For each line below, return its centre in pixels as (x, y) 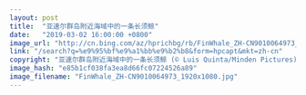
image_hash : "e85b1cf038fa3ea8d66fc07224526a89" (103, 69)
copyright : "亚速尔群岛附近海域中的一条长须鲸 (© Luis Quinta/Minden (133, 60)
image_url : (30, 43)
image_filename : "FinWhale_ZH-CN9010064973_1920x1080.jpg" (124, 77)
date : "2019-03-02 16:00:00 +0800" (81, 34)
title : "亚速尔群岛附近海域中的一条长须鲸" (84, 26)
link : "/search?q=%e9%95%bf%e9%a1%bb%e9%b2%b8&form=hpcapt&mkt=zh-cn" (146, 52)
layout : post (34, 18)
